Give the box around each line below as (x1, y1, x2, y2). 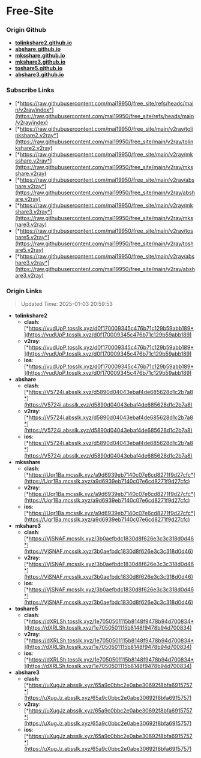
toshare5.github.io (14, 65, 63, 72)
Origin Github (6, 26, 47, 34)
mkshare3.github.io (14, 58, 66, 65)
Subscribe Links (6, 86, 55, 94)
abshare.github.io (14, 46, 61, 53)
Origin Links (6, 287, 43, 295)
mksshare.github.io (14, 52, 65, 59)
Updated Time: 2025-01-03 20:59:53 (20, 300, 113, 308)
